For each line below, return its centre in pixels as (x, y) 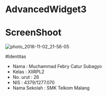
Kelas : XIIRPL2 (28, 72)
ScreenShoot (33, 33)
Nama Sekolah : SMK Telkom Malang (51, 88)
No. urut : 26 (26, 77)
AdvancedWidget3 (46, 9)
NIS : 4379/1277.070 (33, 83)
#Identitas (16, 56)
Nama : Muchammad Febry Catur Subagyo (57, 67)
